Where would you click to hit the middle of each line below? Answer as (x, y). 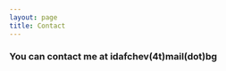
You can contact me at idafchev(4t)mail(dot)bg (113, 57)
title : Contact (38, 26)
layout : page (33, 17)
